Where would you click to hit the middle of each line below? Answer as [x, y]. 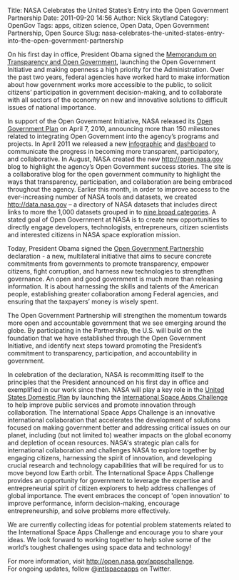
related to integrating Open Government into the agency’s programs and [113, 136]
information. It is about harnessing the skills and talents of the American [113, 286]
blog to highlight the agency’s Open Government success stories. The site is [119, 166]
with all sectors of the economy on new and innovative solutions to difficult [117, 100]
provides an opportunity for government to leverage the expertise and [110, 481]
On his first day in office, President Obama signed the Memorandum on [112, 54]
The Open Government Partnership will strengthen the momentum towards [117, 315]
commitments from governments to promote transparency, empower [108, 264]
